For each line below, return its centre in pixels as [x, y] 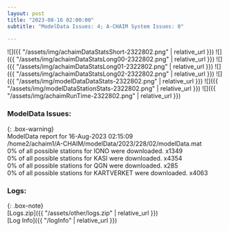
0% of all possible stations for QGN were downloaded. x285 [93, 165]
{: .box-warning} [30, 129]
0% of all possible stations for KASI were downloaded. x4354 [95, 158]
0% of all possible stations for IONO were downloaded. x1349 [95, 151]
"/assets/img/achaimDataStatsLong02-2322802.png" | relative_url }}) [115, 74]
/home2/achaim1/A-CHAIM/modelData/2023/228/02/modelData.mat [104, 143]
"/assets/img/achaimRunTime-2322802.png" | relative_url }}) [94, 96]
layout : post [26, 13]
